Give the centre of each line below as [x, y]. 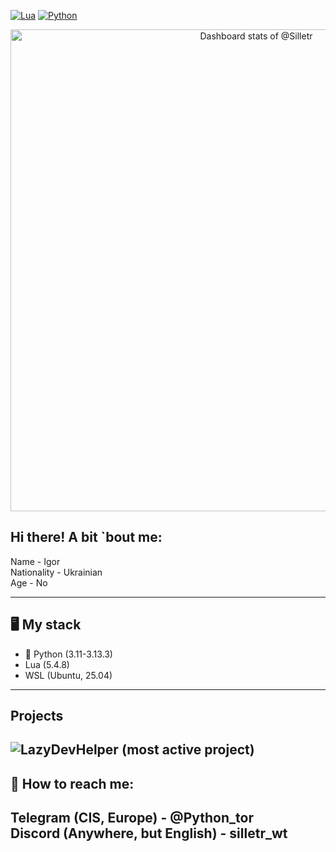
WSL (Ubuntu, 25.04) [68, 675]
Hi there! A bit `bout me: [86, 537]
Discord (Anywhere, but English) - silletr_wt [149, 833]
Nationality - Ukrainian [56, 572]
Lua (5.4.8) [47, 664]
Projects [37, 716]
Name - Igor [35, 561]
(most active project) [188, 750]
